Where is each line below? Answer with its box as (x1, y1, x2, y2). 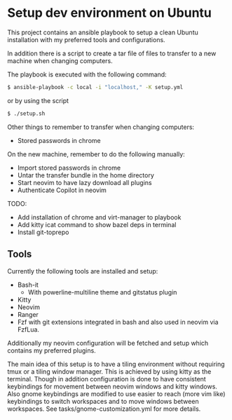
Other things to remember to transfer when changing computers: (7, 123, 195, 131)
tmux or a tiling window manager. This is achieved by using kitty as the (7, 367, 212, 376)
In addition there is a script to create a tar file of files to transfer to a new (7, 49, 217, 57)
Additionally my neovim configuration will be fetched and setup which (7, 339, 209, 347)
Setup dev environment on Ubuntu (7, 5, 212, 21)
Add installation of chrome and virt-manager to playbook (17, 212, 182, 222)
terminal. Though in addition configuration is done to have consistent (7, 374, 207, 383)
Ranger (17, 310, 39, 318)
